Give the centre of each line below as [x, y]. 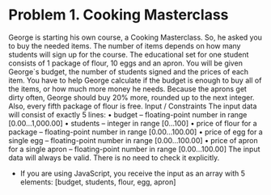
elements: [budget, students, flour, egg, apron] [98, 182]
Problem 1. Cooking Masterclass [119, 15]
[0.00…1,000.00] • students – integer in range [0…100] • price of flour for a [133, 123]
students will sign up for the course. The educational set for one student [129, 54]
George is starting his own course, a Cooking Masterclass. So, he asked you [135, 37]
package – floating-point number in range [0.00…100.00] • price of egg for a [135, 132]
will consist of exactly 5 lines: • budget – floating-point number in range [128, 114]
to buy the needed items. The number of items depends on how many [125, 45]
